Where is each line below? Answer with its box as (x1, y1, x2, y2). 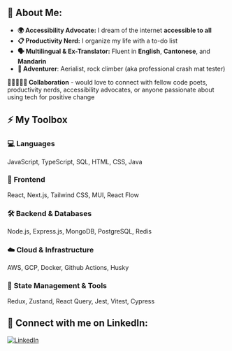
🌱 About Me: (7, 7, 63, 19)
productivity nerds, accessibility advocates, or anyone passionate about (7, 85, 215, 94)
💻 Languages (7, 139, 55, 149)
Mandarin (17, 57, 47, 65)
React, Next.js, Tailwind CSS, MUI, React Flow (7, 190, 140, 199)
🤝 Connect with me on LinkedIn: (7, 317, 148, 329)
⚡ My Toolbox (7, 114, 68, 126)
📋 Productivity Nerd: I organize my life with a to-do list (17, 36, 178, 45)
